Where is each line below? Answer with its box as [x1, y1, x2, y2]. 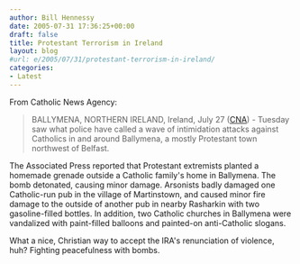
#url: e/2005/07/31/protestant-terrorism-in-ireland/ [9, 55, 216, 64]
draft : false [9, 30, 59, 39]
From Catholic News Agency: [9, 96, 118, 107]
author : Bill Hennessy [9, 13, 95, 23]
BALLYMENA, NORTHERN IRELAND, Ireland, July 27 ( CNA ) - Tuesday [31, 114, 290, 124]
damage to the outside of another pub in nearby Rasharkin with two [9, 198, 259, 209]
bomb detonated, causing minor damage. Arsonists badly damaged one [9, 179, 276, 190]
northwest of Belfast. [31, 142, 110, 153]
